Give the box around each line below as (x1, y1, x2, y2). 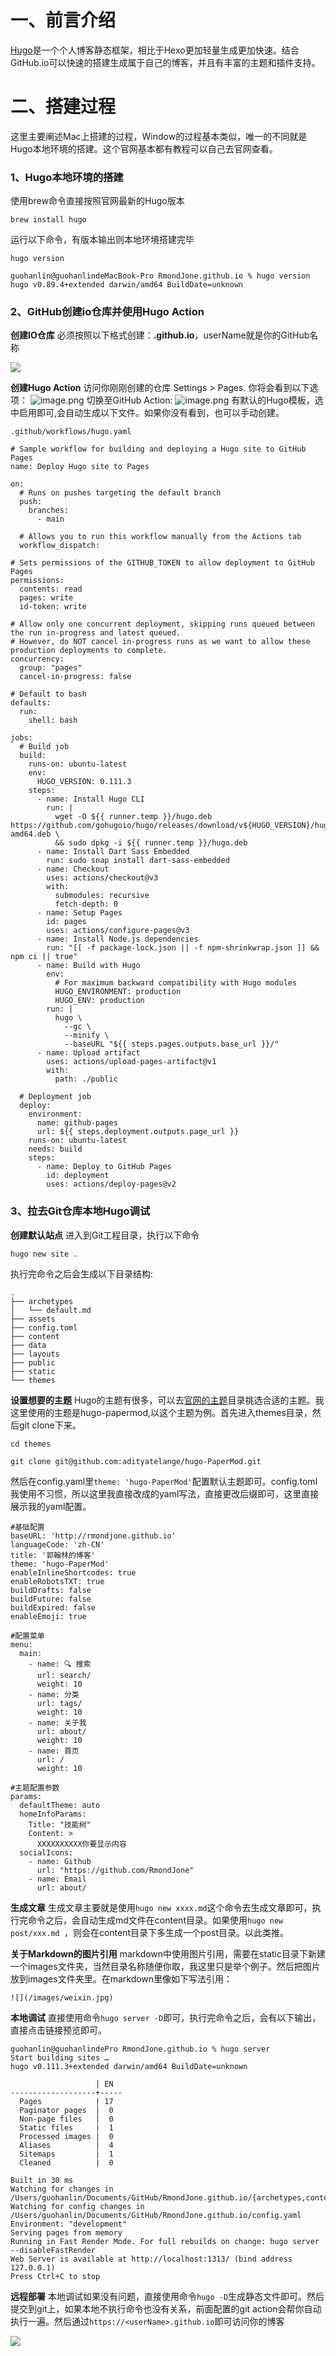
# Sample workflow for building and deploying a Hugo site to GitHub (10, 444, 307, 455)
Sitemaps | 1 (19, 2149, 114, 2159)
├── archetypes (10, 1296, 74, 1306)
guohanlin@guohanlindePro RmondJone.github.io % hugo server (10, 2044, 271, 2054)
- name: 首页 (28, 1746, 80, 1756)
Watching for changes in (10, 2184, 114, 2194)
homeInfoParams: (19, 1809, 87, 1819)
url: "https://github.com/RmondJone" (36, 1865, 195, 1875)
